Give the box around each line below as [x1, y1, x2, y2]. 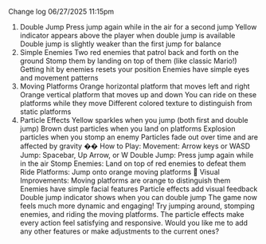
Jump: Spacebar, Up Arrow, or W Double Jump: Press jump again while [19, 151, 254, 159]
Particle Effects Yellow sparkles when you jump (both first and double [19, 116, 248, 124]
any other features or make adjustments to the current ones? [19, 226, 220, 236]
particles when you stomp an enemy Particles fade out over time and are [19, 132, 259, 142]
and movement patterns [19, 73, 99, 82]
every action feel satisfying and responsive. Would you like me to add [19, 218, 248, 227]
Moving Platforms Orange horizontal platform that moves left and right [19, 81, 250, 91]
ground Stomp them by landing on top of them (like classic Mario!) [19, 56, 237, 65]
